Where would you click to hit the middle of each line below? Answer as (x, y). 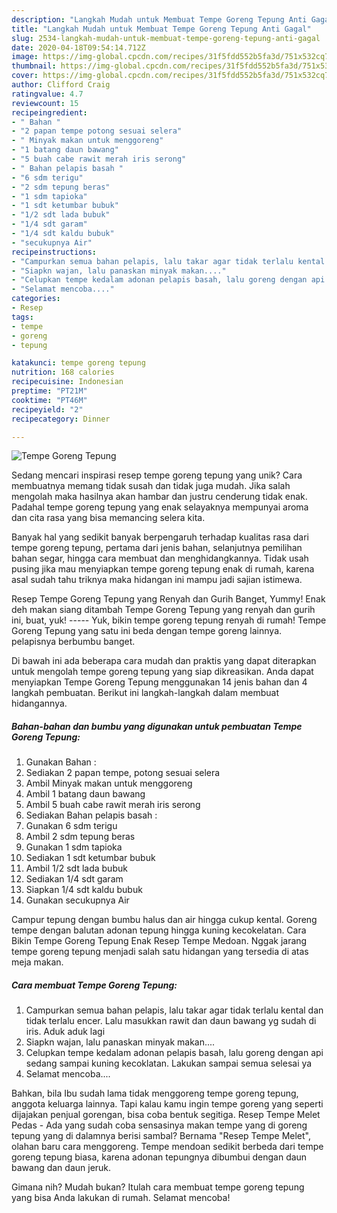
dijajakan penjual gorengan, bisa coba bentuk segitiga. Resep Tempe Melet (166, 1115)
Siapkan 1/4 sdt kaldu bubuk (84, 890)
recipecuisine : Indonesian (67, 382)
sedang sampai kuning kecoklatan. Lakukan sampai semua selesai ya (169, 1063)
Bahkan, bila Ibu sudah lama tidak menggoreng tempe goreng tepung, (155, 1093)
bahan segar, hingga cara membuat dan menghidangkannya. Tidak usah (160, 558)
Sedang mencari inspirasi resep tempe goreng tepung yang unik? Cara (157, 475)
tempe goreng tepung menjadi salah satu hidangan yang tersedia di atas (160, 952)
